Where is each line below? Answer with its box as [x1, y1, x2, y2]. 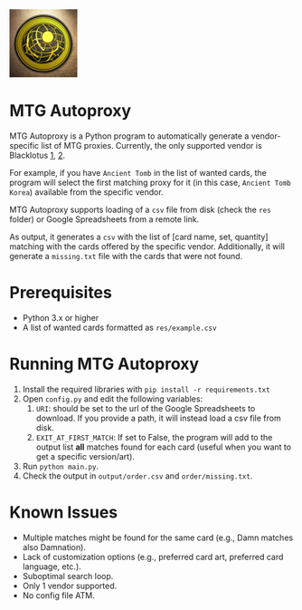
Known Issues [9, 502, 118, 522]
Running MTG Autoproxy [9, 353, 200, 374]
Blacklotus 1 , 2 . [9, 150, 66, 160]
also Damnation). [22, 541, 86, 552]
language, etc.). [22, 561, 81, 572]
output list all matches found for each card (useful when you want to [35, 441, 292, 452]
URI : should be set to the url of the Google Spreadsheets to [35, 402, 256, 413]
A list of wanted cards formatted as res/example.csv [22, 322, 217, 333]
